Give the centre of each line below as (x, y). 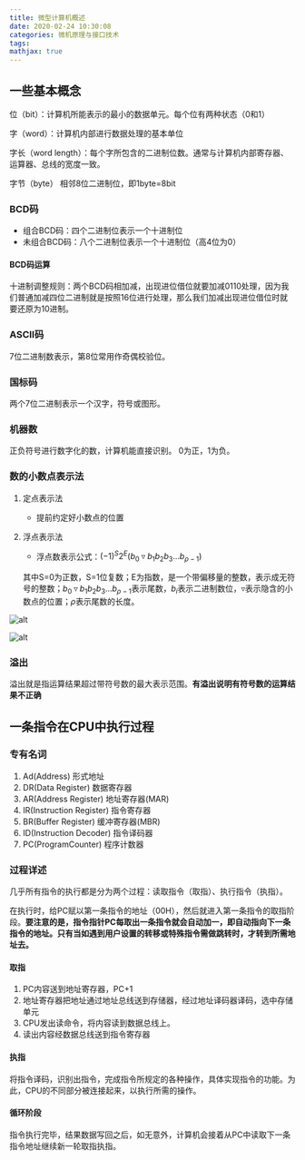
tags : (20, 43)
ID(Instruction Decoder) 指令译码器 (88, 832)
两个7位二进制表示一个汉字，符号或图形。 (87, 404)
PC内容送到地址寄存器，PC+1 (78, 989)
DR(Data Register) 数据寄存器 (77, 787)
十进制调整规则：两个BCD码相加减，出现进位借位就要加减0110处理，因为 (145, 286)
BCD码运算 (30, 264)
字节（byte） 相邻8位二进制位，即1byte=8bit (93, 183)
